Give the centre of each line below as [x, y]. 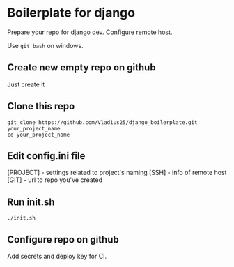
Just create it [26, 84]
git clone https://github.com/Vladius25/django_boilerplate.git [102, 122]
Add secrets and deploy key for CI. [57, 256]
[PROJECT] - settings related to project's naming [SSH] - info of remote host [117, 173]
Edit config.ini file [46, 156]
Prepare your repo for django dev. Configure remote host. [90, 32]
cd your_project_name [39, 135]
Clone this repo [41, 106]
